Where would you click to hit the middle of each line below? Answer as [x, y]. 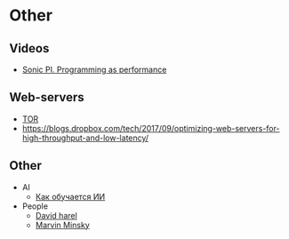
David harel [56, 215]
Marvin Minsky [63, 225]
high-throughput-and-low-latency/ [85, 138]
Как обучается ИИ [70, 196]
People [35, 206]
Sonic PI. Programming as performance [94, 69]
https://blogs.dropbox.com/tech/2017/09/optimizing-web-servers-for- [151, 128]
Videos [29, 48]
